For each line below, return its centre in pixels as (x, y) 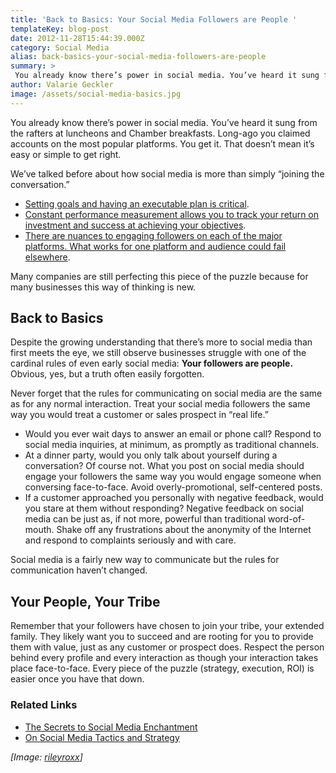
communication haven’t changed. (79, 570)
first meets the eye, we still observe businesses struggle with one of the (158, 353)
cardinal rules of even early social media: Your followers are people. (152, 363)
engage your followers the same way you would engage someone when (173, 477)
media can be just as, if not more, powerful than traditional (145, 519)
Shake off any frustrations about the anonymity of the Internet (184, 530)
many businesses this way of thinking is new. (103, 287)
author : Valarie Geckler (62, 85)
